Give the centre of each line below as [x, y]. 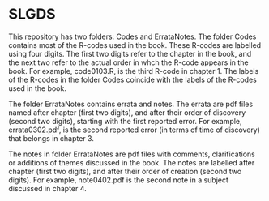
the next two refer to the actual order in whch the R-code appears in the [128, 62]
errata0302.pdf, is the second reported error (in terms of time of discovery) [134, 130]
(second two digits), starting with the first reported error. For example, [125, 121]
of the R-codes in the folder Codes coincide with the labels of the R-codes [132, 79]
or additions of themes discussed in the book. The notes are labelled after [132, 162]
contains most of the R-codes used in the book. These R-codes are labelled [135, 45]
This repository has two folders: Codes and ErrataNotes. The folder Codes [132, 36]
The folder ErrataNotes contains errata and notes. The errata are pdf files [131, 104]
